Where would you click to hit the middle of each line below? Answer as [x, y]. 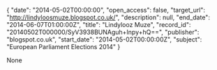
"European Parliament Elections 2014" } [63, 47]
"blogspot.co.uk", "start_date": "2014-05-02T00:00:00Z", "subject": [104, 40]
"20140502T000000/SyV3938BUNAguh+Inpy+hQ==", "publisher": [103, 32]
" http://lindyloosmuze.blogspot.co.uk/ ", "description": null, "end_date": [108, 17]
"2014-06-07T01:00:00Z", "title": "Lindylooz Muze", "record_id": [99, 25]
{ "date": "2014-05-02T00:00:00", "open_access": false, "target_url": [106, 10]
